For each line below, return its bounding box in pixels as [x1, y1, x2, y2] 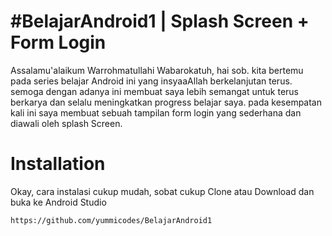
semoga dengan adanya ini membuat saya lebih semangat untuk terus [10, 85, 299, 97]
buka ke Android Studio [10, 196, 107, 208]
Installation [10, 153, 106, 175]
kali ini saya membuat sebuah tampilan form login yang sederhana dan [10, 106, 302, 119]
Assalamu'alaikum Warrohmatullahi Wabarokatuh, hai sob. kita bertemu [10, 64, 304, 76]
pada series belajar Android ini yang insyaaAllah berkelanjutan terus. [10, 75, 293, 87]
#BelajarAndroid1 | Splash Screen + [10, 10, 310, 33]
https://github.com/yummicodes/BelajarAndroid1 [10, 215, 213, 225]
